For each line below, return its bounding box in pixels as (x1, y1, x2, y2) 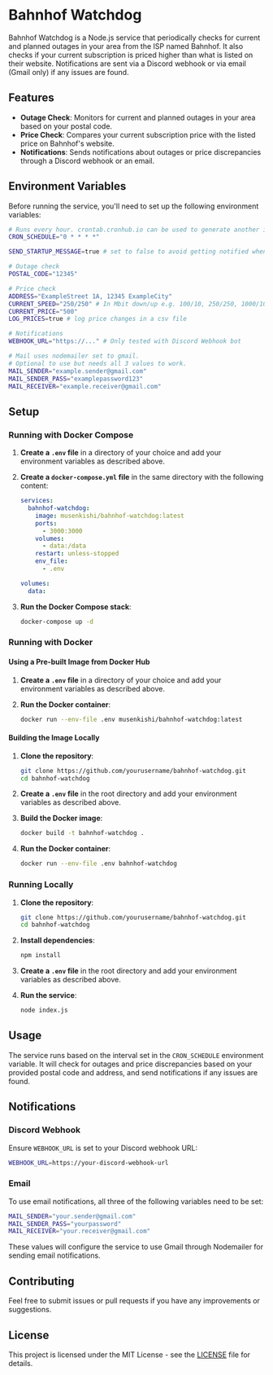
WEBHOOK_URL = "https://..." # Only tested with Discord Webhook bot (8, 337, 242, 345)
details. (8, 1358, 33, 1368)
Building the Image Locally (8, 733, 100, 743)
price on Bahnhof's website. (19, 138, 115, 148)
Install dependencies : (19, 935, 95, 946)
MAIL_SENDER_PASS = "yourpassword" (8, 1219, 122, 1228)
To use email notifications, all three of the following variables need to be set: (8, 1196, 264, 1206)
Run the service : (19, 991, 77, 1000)
